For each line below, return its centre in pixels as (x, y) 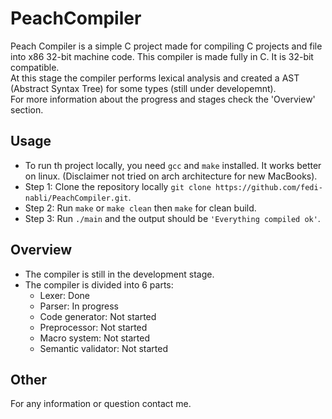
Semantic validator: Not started (104, 348)
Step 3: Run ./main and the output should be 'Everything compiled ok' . (172, 218)
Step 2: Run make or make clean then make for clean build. (140, 208)
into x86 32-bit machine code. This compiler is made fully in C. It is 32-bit (162, 56)
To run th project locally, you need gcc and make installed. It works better (173, 165)
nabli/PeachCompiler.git (76, 198)
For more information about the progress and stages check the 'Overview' (163, 99)
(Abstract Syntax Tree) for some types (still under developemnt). (143, 88)
